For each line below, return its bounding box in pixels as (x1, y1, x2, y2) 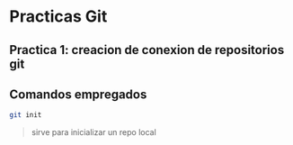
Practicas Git (9, 6, 108, 27)
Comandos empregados (9, 86, 147, 102)
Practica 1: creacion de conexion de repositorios (9, 42, 285, 58)
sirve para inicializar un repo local (31, 127, 157, 138)
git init (9, 111, 42, 120)
